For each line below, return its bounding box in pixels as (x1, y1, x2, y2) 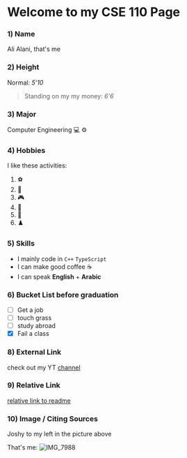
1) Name (7, 29, 35, 39)
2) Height (7, 62, 40, 72)
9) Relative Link (7, 381, 60, 390)
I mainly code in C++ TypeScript (17, 254, 107, 263)
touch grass (17, 313, 52, 322)
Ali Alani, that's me (7, 45, 61, 53)
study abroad (17, 322, 56, 330)
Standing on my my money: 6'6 (24, 91, 114, 100)
